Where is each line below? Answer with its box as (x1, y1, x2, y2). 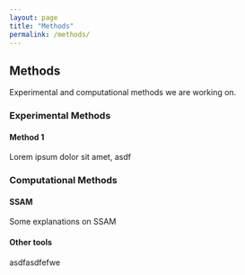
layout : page (9, 13, 58, 22)
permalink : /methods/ (9, 30, 91, 39)
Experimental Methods (9, 110, 111, 122)
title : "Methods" (9, 22, 74, 31)
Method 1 (9, 131, 45, 142)
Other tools (9, 237, 52, 248)
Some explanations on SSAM (9, 217, 117, 227)
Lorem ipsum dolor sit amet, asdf (9, 152, 132, 163)
